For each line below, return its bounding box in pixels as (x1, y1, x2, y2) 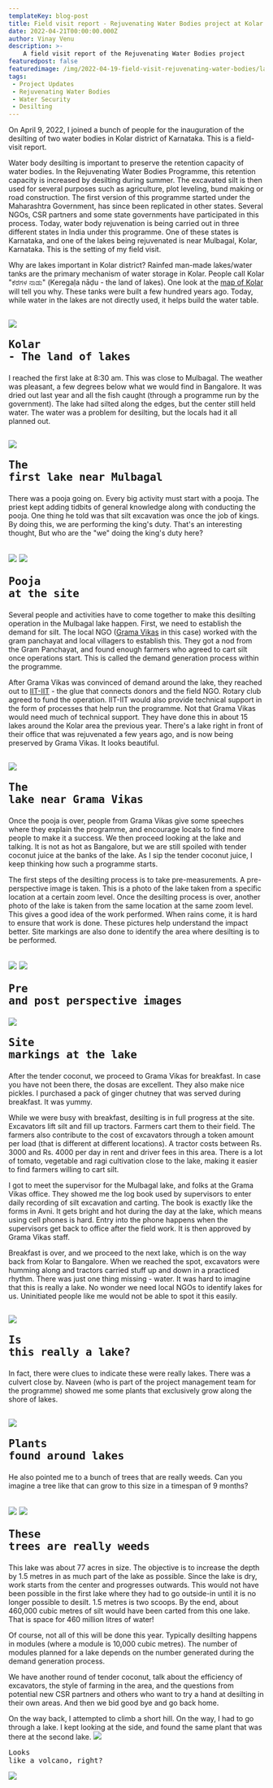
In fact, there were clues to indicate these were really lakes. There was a (8, 1368, 251, 1379)
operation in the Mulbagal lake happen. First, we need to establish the (8, 619, 242, 629)
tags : (8, 72, 27, 81)
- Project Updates (11, 80, 75, 88)
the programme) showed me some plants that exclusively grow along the (8, 1386, 252, 1396)
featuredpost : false (8, 58, 79, 66)
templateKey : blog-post (8, 11, 89, 20)
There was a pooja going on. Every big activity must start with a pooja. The (8, 493, 259, 503)
